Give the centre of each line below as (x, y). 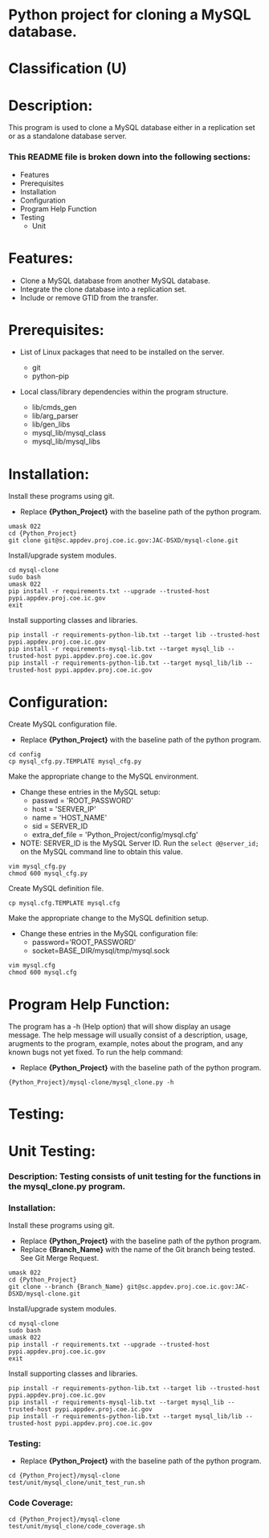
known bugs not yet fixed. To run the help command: (96, 1052)
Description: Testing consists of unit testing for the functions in (134, 1176)
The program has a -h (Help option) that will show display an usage (120, 1027)
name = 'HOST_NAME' (69, 818)
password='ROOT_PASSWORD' (84, 943)
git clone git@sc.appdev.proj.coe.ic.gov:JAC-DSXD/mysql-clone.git (124, 541)
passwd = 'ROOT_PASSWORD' (83, 800)
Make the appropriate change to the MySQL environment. (104, 776)
